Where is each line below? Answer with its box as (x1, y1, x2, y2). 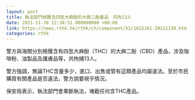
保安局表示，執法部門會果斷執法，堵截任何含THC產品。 (6, 88, 142, 95)
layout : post (6, 8, 39, 15)
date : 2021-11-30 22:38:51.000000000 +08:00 (6, 20, 118, 25)
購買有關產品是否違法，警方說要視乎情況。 (6, 75, 110, 82)
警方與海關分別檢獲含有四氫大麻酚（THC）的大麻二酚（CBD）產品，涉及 (6, 48, 184, 55)
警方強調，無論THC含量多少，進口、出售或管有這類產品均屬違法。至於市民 (6, 67, 188, 75)
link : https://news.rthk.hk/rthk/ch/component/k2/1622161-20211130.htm (6, 25, 187, 31)
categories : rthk (6, 31, 49, 37)
